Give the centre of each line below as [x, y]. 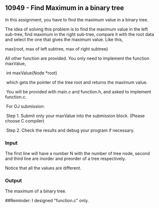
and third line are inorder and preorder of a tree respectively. [65, 159]
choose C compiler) [25, 121]
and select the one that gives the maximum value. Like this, [64, 39]
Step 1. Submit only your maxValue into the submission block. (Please [75, 116]
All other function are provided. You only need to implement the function [77, 58]
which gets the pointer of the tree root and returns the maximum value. [77, 82]
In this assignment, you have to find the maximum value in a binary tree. [77, 19]
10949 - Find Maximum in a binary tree [65, 8]
